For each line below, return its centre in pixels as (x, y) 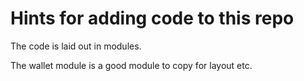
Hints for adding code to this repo (152, 18)
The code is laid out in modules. (76, 46)
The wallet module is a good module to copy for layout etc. (131, 65)
